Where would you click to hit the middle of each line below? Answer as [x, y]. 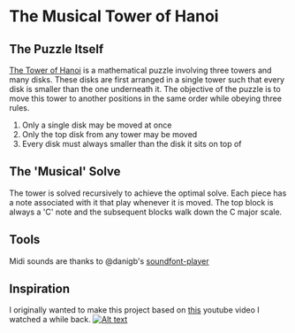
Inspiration [40, 289]
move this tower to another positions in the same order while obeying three [146, 98]
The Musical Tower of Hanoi [114, 16]
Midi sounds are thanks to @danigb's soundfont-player [109, 261]
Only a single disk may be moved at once [97, 125]
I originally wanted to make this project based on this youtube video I [135, 310]
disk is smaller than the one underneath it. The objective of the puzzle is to [145, 89]
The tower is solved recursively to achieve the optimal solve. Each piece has [148, 193]
